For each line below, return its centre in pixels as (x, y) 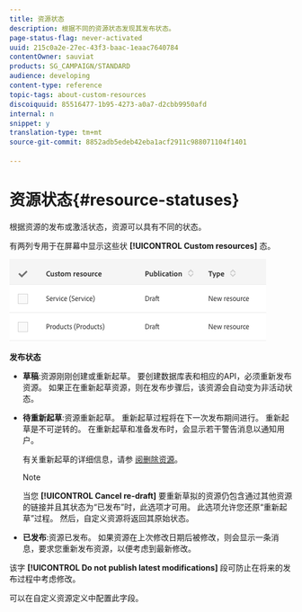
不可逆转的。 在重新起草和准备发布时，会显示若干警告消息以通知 (157, 429)
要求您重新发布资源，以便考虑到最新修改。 (117, 548)
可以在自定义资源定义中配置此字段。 (76, 598)
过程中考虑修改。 (49, 579)
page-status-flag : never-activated (76, 38)
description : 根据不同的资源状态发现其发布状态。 (93, 28)
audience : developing (50, 76)
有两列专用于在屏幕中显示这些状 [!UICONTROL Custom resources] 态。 (142, 245)
